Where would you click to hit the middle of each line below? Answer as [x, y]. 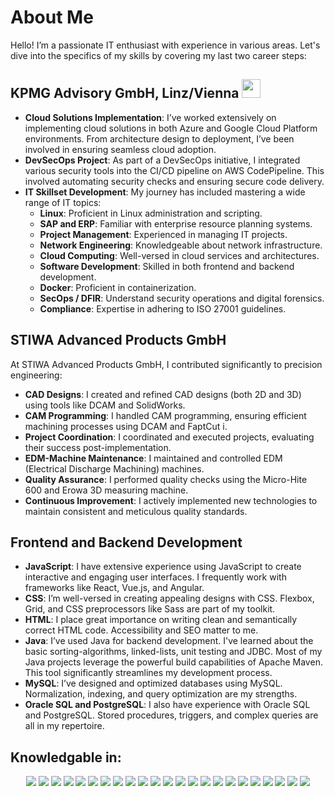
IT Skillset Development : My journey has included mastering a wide [165, 192]
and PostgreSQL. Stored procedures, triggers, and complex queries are [171, 715]
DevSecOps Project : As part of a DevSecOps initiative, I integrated [162, 160]
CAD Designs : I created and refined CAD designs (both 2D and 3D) [163, 394]
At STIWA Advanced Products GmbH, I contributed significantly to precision [166, 364]
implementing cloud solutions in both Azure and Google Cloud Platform [171, 128]
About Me [52, 17]
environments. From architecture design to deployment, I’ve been [159, 138]
